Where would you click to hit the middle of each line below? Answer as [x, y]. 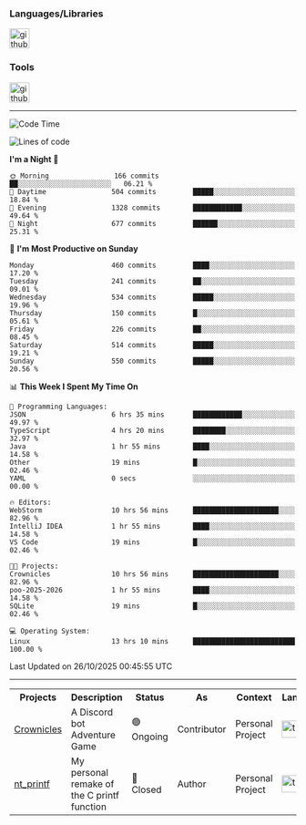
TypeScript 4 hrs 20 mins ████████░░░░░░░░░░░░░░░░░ [153, 430]
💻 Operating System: [50, 631]
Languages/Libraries [56, 14]
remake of [92, 784]
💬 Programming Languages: [58, 407]
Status [150, 697]
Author [192, 784]
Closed [147, 789]
